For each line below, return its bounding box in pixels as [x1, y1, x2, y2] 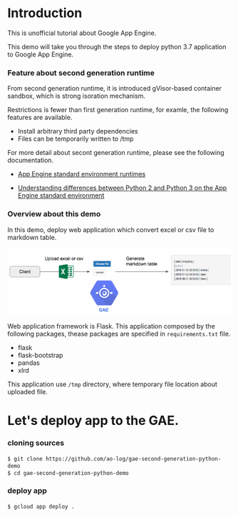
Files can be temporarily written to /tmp [17, 134, 134, 144]
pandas [17, 358, 41, 367]
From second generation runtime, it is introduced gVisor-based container [7, 84, 222, 93]
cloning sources [7, 438, 65, 448]
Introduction [7, 5, 83, 21]
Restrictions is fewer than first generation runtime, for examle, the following [7, 106, 229, 114]
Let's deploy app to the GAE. [7, 413, 180, 429]
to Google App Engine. [7, 50, 73, 59]
